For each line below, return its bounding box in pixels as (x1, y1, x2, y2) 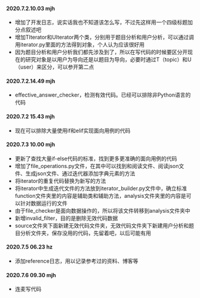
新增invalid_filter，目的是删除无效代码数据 (14, 215, 118, 222)
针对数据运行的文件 (20, 200, 67, 207)
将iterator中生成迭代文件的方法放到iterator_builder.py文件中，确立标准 (14, 185, 187, 192)
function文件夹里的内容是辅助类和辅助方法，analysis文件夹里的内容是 (14, 192, 186, 199)
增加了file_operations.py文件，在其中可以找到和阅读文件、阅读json (14, 162, 179, 169)
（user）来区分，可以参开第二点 (14, 63, 94, 71)
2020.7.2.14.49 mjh (6, 77, 56, 85)
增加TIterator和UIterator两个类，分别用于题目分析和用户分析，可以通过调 (14, 33, 194, 41)
